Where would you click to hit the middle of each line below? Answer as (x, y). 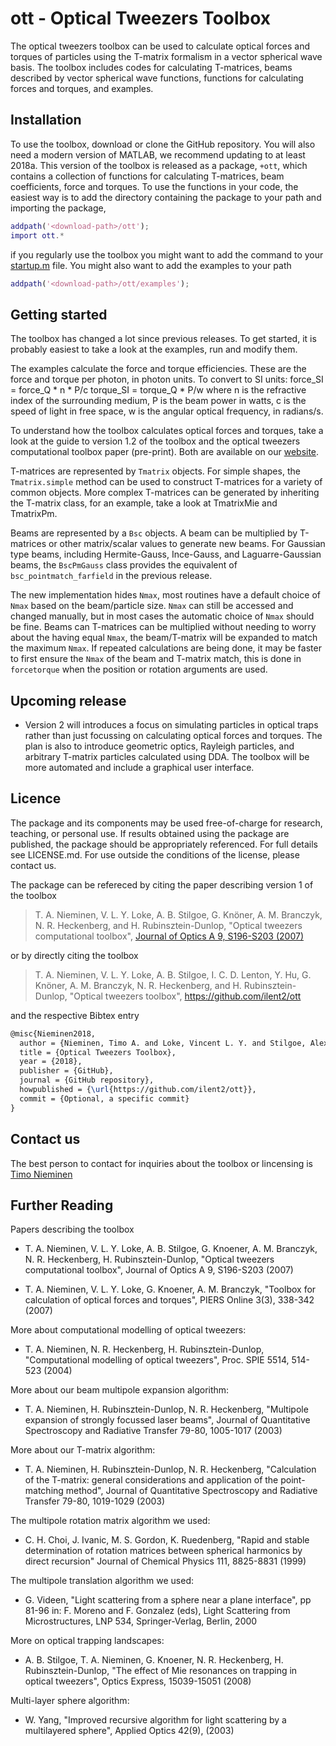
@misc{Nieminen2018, (53, 1033)
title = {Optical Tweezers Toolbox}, (98, 1052)
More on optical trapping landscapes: (87, 1641)
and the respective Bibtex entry (75, 1015)
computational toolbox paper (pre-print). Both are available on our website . (165, 452)
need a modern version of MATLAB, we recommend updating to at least (158, 154)
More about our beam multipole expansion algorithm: (120, 1390)
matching (44, 1491)
